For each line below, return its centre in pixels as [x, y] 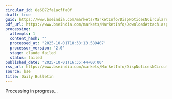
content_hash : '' [28, 39]
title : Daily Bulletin [29, 77]
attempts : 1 [23, 34]
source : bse [18, 72]
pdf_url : [15, 24]
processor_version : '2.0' [38, 48]
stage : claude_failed [33, 53]
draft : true [18, 15]
